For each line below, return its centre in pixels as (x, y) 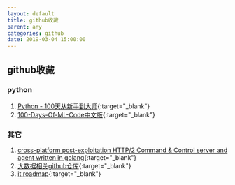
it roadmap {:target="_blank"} (59, 174)
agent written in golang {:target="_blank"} (77, 158)
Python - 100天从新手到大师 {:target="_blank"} (84, 106)
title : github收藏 (33, 20)
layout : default (31, 14)
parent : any (24, 27)
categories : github (36, 33)
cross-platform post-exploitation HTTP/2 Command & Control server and (122, 150)
